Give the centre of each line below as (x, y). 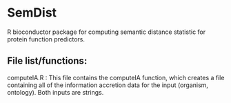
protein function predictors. (46, 39)
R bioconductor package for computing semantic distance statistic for (106, 32)
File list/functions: (47, 61)
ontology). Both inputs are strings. (56, 92)
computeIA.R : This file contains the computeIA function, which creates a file (116, 77)
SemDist (32, 13)
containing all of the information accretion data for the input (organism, (108, 85)
